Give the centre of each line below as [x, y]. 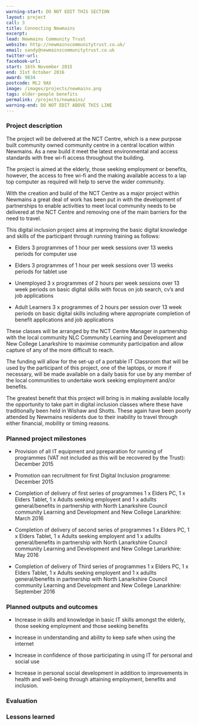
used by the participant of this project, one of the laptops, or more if [89, 368]
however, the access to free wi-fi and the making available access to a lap [96, 175]
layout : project [26, 17]
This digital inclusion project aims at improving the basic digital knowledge [97, 230]
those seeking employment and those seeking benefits [82, 626]
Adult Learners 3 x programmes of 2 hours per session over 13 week [98, 307]
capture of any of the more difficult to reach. [60, 350]
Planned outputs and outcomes [52, 607]
